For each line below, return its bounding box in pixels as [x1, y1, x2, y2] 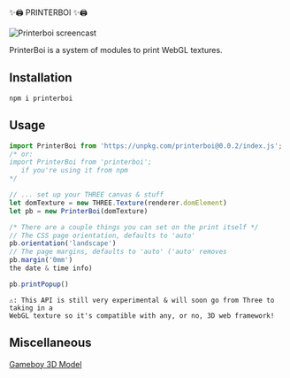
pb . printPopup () [9, 280, 69, 289]
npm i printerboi [9, 94, 73, 103]
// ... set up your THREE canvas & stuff [9, 190, 164, 199]
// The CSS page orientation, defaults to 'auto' [9, 231, 196, 240]
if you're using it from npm [20, 166, 128, 175]
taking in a [9, 304, 53, 312]
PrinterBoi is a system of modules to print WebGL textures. [9, 45, 223, 55]
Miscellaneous [9, 336, 92, 351]
